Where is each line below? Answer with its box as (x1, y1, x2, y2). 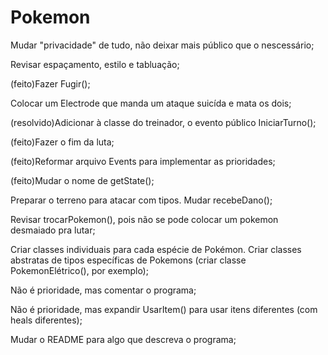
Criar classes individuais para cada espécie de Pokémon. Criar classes (10, 243, 302, 255)
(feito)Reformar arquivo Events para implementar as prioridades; (10, 155, 276, 167)
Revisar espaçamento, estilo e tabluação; (10, 58, 180, 70)
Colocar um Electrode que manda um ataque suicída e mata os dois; (10, 97, 292, 109)
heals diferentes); (10, 314, 83, 326)
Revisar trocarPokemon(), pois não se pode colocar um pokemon (10, 213, 279, 225)
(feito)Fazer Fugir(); (10, 77, 91, 90)
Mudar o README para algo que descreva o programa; (10, 333, 237, 345)
